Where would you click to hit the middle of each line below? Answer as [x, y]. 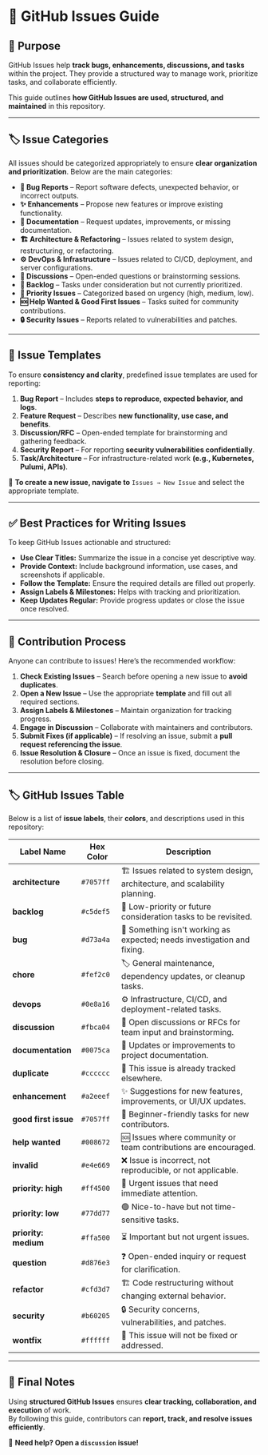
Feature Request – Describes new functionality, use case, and [124, 415]
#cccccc [95, 1073]
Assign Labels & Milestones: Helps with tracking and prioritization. [130, 592]
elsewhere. [142, 1078]
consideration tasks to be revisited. [187, 917]
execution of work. [40, 1410]
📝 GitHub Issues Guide [84, 16]
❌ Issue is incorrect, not [166, 1160]
